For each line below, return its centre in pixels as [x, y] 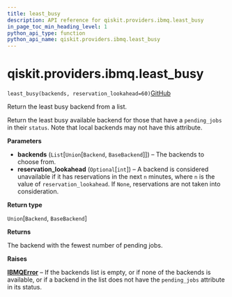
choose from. [37, 162]
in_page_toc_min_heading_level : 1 [57, 26]
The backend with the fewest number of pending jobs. [85, 246]
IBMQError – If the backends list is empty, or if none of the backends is [109, 273]
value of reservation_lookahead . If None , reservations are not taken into [119, 184]
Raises [17, 259]
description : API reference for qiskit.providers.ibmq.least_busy [106, 20]
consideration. [38, 191]
